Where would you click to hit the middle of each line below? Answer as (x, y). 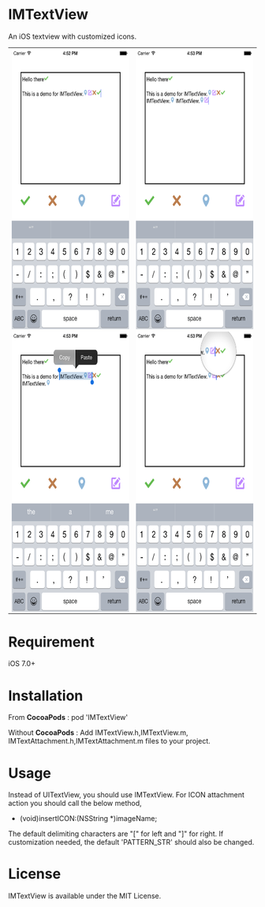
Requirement (51, 642)
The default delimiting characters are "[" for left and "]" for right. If (116, 834)
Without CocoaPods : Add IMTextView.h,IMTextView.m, (98, 733)
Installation (46, 695)
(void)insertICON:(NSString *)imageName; (88, 819)
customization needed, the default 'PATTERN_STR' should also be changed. (131, 842)
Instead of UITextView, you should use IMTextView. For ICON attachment (126, 795)
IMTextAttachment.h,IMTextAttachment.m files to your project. (109, 741)
